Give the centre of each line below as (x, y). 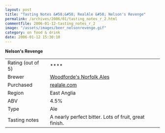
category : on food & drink (33, 33)
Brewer (16, 77)
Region (16, 93)
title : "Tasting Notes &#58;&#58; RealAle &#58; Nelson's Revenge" (76, 14)
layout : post (18, 10)
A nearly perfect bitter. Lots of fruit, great (97, 117)
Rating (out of (23, 63)
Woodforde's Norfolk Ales (80, 77)
